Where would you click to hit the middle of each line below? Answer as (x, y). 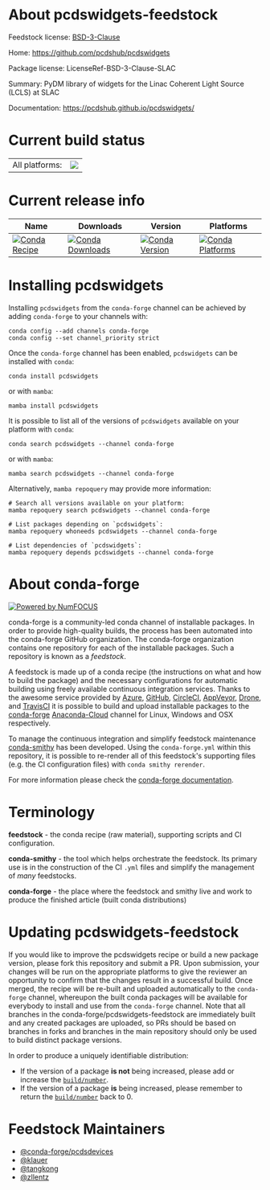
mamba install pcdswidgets (53, 406)
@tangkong (39, 1168)
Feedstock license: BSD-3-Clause (64, 37)
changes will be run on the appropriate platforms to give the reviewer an (128, 971)
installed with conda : (41, 361)
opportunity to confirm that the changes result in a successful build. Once (131, 980)
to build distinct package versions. (65, 1040)
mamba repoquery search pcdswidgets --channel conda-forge (109, 510)
